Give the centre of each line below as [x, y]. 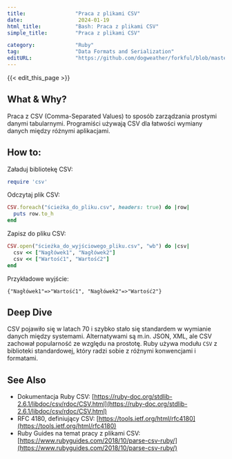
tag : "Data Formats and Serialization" [91, 52]
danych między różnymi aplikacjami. [59, 130]
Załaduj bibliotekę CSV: [40, 169]
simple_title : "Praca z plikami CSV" [74, 33]
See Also [27, 380]
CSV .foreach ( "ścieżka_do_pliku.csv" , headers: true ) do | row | [98, 208]
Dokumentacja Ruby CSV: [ [56, 397]
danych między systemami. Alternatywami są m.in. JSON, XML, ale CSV [109, 336]
